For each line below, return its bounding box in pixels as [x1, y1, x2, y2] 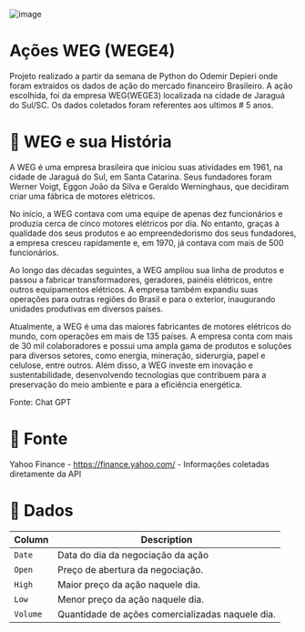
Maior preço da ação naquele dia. [57, 578, 201, 591]
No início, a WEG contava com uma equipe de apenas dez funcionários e [9, 208, 283, 219]
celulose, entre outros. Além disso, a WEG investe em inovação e [9, 360, 253, 371]
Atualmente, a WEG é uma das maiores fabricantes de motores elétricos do [9, 321, 291, 331]
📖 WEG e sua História [9, 132, 172, 152]
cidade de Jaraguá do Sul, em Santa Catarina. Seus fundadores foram [9, 171, 272, 182]
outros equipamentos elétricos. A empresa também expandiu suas [9, 283, 259, 295]
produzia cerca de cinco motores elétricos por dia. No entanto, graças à [9, 218, 280, 229]
